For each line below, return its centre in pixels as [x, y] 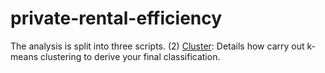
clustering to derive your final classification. [130, 56]
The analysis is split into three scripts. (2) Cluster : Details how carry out [157, 46]
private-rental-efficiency [116, 18]
